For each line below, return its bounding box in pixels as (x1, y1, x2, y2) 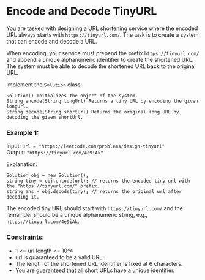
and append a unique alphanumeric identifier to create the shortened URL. (6, 56, 194, 63)
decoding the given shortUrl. (6, 114, 84, 120)
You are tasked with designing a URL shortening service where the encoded (6, 25, 198, 32)
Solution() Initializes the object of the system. (6, 93, 138, 99)
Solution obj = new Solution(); (6, 173, 89, 179)
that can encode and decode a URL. (6, 37, 97, 45)
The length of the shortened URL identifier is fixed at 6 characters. (15, 260, 183, 267)
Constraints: (6, 233, 45, 241)
